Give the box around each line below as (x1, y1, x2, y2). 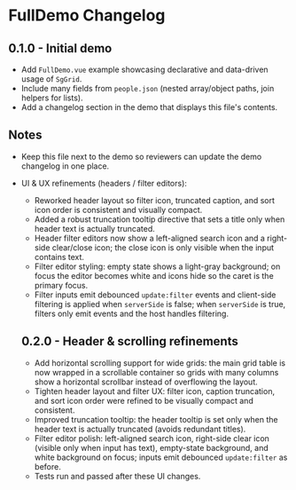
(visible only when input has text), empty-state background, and (34, 442, 269, 453)
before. (34, 461, 61, 471)
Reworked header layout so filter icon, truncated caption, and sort (34, 194, 276, 205)
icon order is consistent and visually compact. (34, 204, 203, 215)
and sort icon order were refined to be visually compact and (34, 395, 253, 406)
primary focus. (34, 280, 89, 290)
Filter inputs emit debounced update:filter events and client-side (34, 289, 277, 300)
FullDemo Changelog (8, 5, 166, 26)
